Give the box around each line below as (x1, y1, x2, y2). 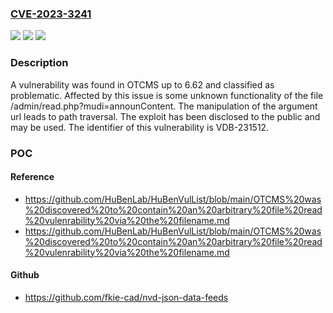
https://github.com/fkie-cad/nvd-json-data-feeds (24, 291, 229, 303)
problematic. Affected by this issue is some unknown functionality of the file (10, 89, 324, 101)
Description (10, 56, 69, 70)
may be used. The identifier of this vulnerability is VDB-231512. (10, 121, 270, 133)
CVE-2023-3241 (10, 7, 92, 21)
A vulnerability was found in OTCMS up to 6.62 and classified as (10, 78, 275, 91)
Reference (10, 171, 55, 183)
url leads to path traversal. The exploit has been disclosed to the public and (10, 110, 321, 122)
